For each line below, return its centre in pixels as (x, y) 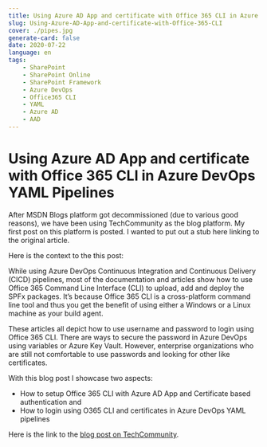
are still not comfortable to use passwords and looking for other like (119, 354)
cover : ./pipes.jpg (41, 30)
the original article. (39, 240)
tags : (17, 61)
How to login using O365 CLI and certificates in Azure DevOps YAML (133, 410)
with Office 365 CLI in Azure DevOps (132, 176)
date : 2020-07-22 (37, 45)
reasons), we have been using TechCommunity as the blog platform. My (127, 223)
